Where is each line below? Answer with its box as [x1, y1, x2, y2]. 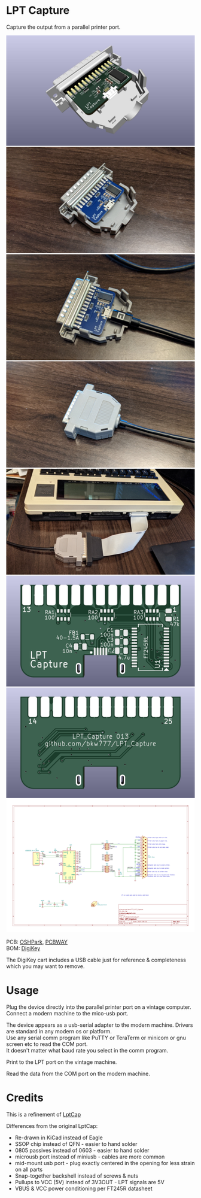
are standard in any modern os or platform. [6, 1028, 112, 1035]
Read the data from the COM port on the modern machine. [6, 1070, 151, 1078]
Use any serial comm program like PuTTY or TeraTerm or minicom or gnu [6, 1034, 187, 1042]
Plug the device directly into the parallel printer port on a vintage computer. [6, 1003, 191, 1011]
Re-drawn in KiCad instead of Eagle [14, 1134, 103, 1141]
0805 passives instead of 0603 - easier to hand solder [14, 1147, 150, 1154]
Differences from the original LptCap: [6, 1123, 98, 1130]
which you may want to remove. [6, 963, 85, 970]
